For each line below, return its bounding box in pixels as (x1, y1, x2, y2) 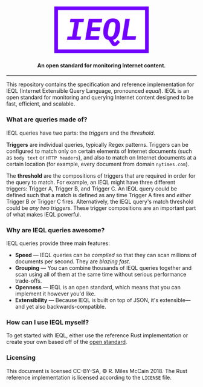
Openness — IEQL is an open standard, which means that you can (14, 284, 181, 291)
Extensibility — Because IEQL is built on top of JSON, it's (14, 297, 159, 303)
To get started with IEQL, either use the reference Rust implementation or (6, 332, 188, 339)
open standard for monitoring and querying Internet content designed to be (6, 94, 194, 101)
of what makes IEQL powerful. (6, 210, 82, 218)
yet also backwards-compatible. (26, 303, 107, 310)
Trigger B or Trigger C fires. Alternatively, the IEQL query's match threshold (6, 198, 194, 205)
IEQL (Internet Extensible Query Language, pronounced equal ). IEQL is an (6, 87, 190, 95)
